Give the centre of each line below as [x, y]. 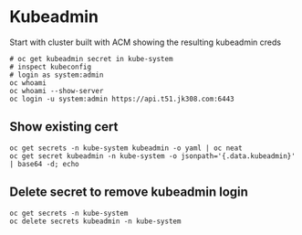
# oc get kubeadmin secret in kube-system [91, 59]
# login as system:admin [57, 75]
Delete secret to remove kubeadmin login [129, 192]
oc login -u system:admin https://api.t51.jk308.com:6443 [122, 99]
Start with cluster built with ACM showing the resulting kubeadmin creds [145, 42]
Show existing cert [64, 127]
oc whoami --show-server [57, 91]
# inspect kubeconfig [51, 67]
